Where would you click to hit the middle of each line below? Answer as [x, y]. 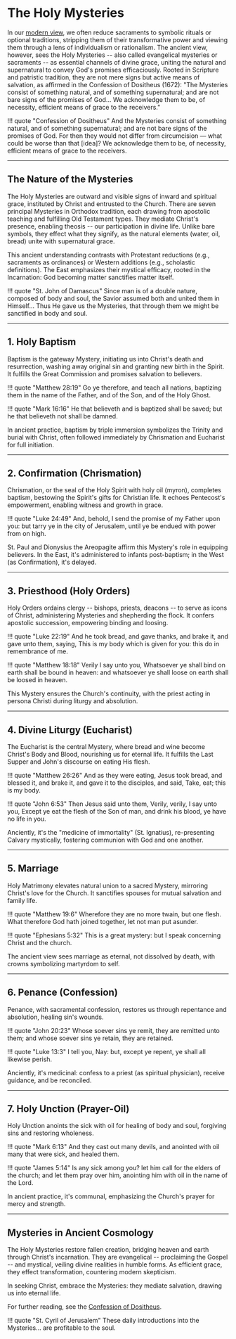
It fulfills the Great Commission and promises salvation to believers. [105, 373]
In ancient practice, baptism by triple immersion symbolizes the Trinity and [115, 430]
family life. [22, 900]
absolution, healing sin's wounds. [55, 1017]
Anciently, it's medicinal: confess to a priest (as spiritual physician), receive [116, 1072]
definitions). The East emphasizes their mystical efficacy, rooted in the [109, 269]
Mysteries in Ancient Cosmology [81, 1232]
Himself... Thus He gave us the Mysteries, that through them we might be [113, 306]
